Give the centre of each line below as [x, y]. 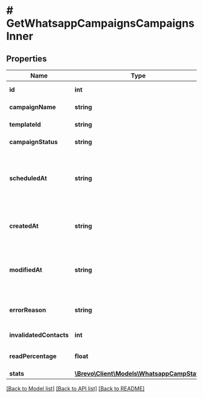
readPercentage [33, 356]
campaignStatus [34, 142]
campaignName [33, 107]
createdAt [24, 226]
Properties [27, 58]
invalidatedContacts [39, 335]
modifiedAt [26, 270]
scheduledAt [28, 178]
